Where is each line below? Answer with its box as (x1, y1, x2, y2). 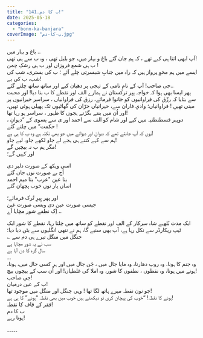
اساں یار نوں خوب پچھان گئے (7, 182, 71, 189)
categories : (7, 20, 37, 26)
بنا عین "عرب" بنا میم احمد (7, 176, 68, 183)
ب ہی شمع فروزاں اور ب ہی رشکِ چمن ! (7, 62, 99, 69)
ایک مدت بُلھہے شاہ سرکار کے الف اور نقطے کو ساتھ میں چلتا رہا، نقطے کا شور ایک (7, 219, 191, 227)
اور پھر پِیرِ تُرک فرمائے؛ (7, 194, 59, 201)
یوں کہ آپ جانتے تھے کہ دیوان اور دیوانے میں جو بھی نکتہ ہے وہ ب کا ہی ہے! (7, 129, 153, 137)
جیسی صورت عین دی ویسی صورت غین (7, 201, 97, 209)
